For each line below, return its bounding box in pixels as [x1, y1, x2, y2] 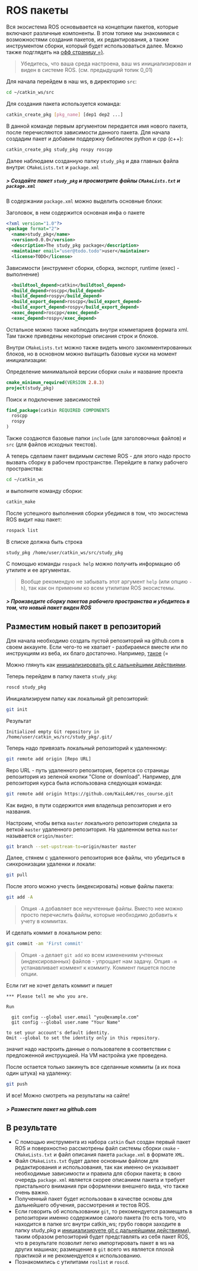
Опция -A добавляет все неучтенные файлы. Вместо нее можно [20, 905, 183, 913]
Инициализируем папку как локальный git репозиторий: [6, 695, 149, 702]
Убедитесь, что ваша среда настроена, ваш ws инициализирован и [20, 60, 191, 67]
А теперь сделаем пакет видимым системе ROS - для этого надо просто [6, 452, 191, 460]
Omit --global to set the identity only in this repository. [6, 1035, 161, 1041]
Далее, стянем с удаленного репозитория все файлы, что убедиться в [6, 854, 186, 861]
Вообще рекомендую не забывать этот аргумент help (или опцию [20, 578, 188, 585]
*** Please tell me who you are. [6, 993, 89, 999]
